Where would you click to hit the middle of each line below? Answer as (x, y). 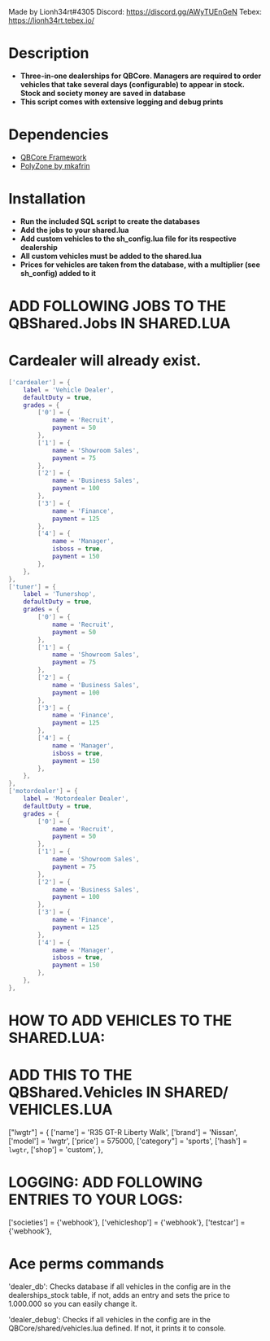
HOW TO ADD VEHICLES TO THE (120, 1020)
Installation (47, 199)
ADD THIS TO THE (70, 1075)
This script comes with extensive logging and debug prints (122, 102)
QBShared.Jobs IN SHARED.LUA (120, 323)
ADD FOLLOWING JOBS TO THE (117, 306)
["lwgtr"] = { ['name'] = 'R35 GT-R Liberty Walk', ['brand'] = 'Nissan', (123, 1132)
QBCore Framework (53, 157)
